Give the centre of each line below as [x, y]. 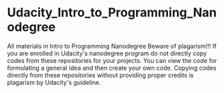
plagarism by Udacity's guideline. [54, 82]
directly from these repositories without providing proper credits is [100, 75]
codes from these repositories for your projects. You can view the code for [112, 60]
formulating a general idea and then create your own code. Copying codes [112, 68]
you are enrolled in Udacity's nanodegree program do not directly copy [107, 53]
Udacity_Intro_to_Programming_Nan [112, 13]
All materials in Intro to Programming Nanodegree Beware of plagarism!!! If [112, 46]
